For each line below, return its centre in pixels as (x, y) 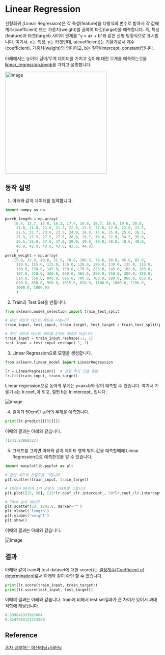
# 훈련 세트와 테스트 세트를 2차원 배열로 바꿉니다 (49, 334)
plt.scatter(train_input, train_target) (47, 479)
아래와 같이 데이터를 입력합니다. (42, 200)
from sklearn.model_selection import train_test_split (62, 311)
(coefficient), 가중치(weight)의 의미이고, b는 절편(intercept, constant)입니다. (80, 48)
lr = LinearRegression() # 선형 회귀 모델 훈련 (52, 371)
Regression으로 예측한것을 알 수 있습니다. (52, 457)
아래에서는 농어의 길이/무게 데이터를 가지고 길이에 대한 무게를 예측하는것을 (76, 58)
